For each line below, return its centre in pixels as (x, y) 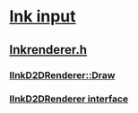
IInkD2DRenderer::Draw (62, 75)
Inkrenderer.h (48, 50)
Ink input (43, 17)
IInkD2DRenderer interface (69, 99)
